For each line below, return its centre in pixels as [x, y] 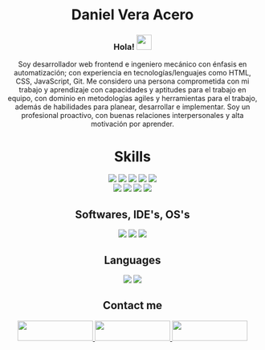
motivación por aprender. [132, 124]
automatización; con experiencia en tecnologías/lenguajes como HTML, [132, 73]
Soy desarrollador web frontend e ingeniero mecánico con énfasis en [132, 64]
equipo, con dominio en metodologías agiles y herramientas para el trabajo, [132, 99]
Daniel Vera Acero [132, 15]
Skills [132, 156]
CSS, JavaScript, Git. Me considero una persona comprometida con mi [132, 81]
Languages [132, 260]
